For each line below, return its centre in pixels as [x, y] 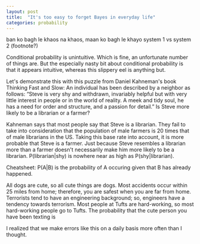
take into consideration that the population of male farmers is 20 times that [98, 131]
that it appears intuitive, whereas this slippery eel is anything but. [86, 70]
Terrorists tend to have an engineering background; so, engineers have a [96, 198]
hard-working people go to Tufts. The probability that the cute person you [97, 211]
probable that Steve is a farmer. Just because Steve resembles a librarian [96, 144]
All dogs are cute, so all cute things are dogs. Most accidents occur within [97, 185]
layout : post [22, 12]
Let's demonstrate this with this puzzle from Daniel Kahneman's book [91, 81]
